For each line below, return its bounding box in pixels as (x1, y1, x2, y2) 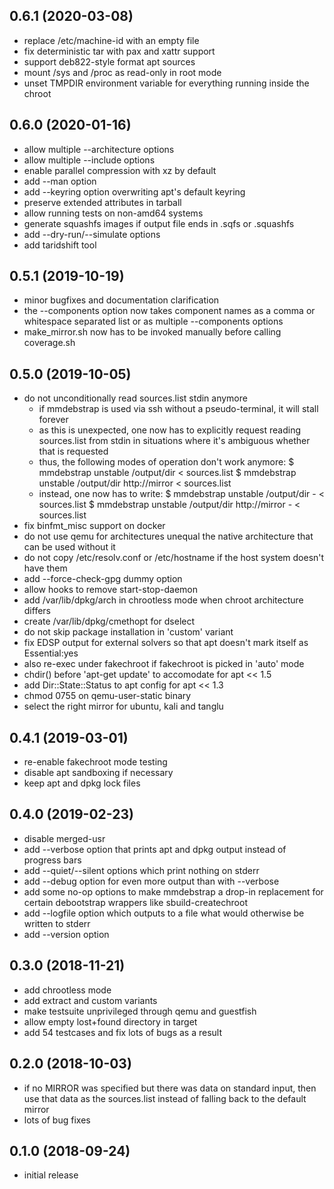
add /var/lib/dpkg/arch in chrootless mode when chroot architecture (23, 594, 304, 606)
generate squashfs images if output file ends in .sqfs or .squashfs (23, 217, 295, 229)
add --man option (23, 175, 97, 187)
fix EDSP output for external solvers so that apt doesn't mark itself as (23, 637, 309, 649)
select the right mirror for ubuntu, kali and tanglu (23, 700, 224, 713)
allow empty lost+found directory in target (23, 1015, 198, 1028)
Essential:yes (23, 647, 79, 659)
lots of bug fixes (23, 1114, 91, 1126)
